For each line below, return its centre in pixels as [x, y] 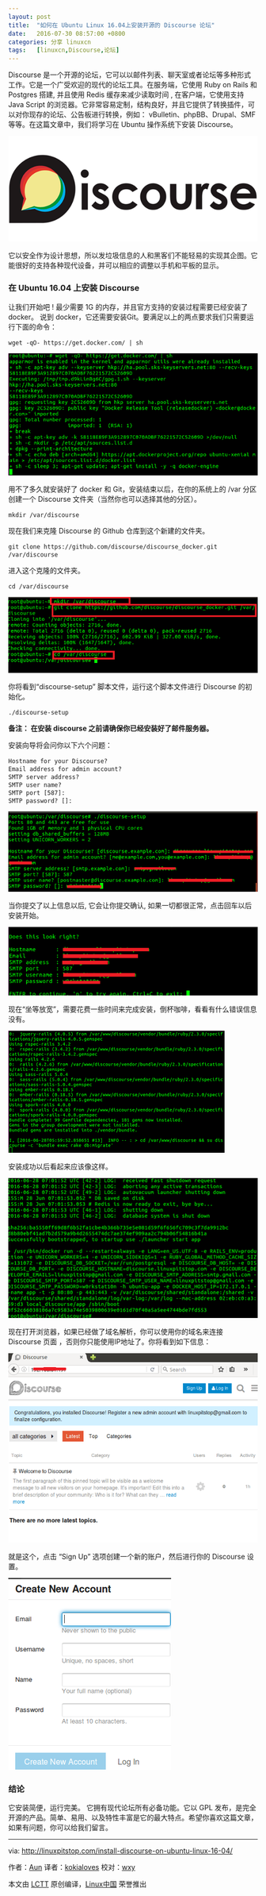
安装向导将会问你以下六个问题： [60, 746]
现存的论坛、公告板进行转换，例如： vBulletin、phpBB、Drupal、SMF [142, 114]
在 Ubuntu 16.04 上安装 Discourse [74, 288]
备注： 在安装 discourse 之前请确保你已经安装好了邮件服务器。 [111, 728]
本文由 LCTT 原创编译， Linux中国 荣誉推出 [78, 1884]
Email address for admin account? [65, 769]
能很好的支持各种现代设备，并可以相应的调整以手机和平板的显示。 [116, 265]
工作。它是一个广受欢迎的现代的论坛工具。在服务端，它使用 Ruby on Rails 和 [133, 85]
